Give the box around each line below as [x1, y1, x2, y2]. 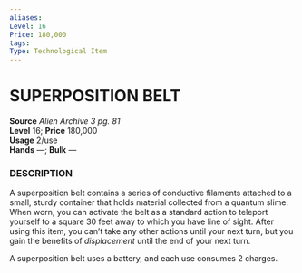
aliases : [9, 13, 43, 23]
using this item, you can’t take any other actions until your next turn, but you [9, 226, 294, 237]
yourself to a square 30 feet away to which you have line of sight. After [9, 216, 275, 227]
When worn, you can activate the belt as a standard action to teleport [9, 207, 268, 218]
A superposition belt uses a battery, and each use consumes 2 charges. [9, 253, 278, 264]
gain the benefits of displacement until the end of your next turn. [9, 236, 251, 247]
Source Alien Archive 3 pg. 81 [9, 116, 121, 127]
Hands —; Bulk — [9, 145, 77, 155]
